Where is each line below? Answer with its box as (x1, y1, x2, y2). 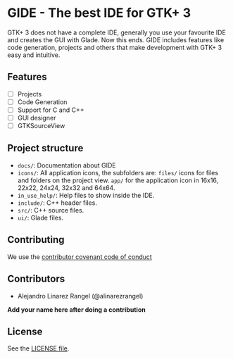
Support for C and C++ (17, 106, 84, 114)
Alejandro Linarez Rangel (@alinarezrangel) (17, 291, 144, 300)
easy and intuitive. (7, 51, 61, 59)
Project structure (7, 142, 84, 154)
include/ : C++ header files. (17, 199, 97, 207)
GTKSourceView (17, 122, 65, 130)
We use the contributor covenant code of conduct (7, 252, 153, 261)
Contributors (7, 273, 65, 285)
